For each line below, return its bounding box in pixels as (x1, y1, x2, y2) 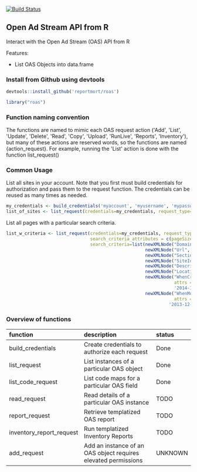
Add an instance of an (84, 442, 145, 450)
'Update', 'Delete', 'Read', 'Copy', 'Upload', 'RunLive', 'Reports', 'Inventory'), (6, 133, 188, 140)
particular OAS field (84, 381, 138, 389)
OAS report (84, 415, 115, 423)
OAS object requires (84, 449, 140, 457)
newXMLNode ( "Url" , (145, 247, 191, 253)
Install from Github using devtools (6, 75, 105, 83)
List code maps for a (84, 374, 141, 382)
